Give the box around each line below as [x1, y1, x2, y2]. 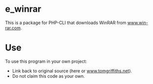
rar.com [5, 25, 21, 30]
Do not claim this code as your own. [12, 73, 85, 79]
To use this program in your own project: [5, 58, 87, 64]
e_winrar [5, 3, 42, 15]
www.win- [127, 20, 148, 26]
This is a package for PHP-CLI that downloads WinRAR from [5, 20, 127, 26]
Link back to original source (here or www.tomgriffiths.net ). [12, 68, 132, 74]
